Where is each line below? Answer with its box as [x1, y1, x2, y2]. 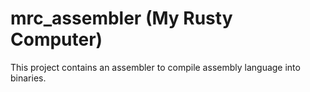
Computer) [10, 28, 103, 51]
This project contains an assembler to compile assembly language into [10, 61, 301, 73]
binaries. [10, 72, 47, 84]
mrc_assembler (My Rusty [10, 7, 233, 30]
